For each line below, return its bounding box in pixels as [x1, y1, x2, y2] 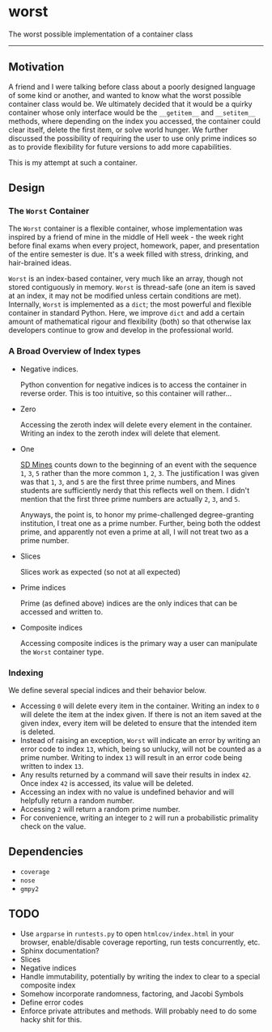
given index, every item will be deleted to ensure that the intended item [19, 719, 257, 728]
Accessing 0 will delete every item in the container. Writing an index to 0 [19, 701, 260, 711]
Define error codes [19, 997, 83, 1007]
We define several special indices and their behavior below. [8, 686, 206, 695]
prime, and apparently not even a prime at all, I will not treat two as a [19, 527, 249, 537]
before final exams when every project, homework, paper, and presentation [8, 241, 260, 251]
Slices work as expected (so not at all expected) [19, 567, 181, 576]
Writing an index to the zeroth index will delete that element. [19, 428, 221, 438]
